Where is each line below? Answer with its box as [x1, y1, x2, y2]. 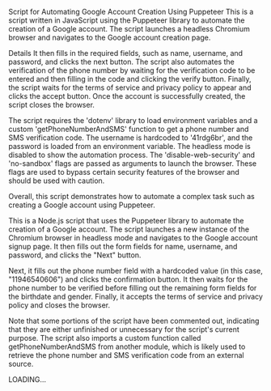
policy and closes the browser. [8, 300, 111, 310]
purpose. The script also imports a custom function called [8, 334, 201, 342]
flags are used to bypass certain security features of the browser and [8, 168, 240, 176]
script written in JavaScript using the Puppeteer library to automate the [8, 15, 245, 25]
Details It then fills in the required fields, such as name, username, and [8, 49, 243, 57]
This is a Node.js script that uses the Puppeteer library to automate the [8, 216, 244, 225]
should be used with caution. [8, 176, 105, 185]
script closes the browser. [8, 100, 95, 109]
